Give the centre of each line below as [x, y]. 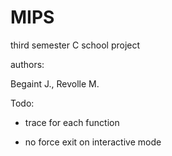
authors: [27, 64]
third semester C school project [75, 45]
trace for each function [72, 122]
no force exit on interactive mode [93, 142]
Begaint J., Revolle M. [55, 83]
